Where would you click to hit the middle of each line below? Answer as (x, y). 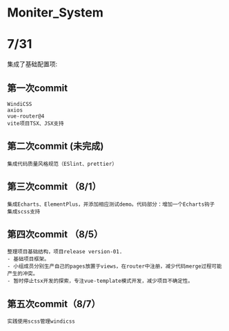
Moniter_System (55, 13)
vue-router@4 (26, 116)
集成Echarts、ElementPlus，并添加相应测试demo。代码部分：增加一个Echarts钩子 (111, 204)
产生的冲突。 (23, 274)
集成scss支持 (24, 211)
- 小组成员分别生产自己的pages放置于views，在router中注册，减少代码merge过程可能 (114, 266)
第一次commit (37, 88)
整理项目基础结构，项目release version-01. (65, 252)
